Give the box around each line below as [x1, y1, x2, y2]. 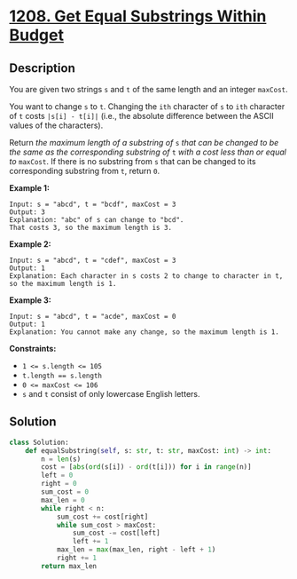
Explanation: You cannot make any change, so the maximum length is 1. [9, 328, 279, 337]
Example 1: [9, 183, 51, 193]
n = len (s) [41, 455, 82, 464]
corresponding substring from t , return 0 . [9, 166, 160, 176]
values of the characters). [9, 120, 104, 131]
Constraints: [9, 344, 57, 353]
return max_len [41, 561, 98, 570]
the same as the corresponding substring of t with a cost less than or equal [9, 147, 286, 157]
